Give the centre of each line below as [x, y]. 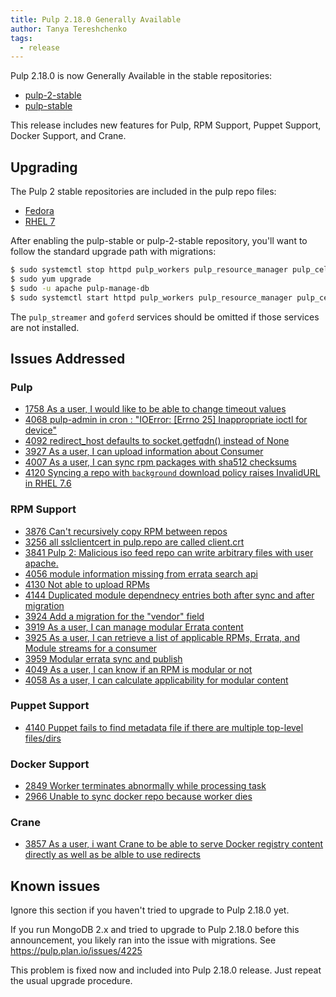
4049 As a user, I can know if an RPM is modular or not [138, 669]
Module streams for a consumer [91, 648]
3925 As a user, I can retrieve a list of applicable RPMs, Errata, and [162, 637]
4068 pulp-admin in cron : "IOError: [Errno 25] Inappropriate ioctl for [166, 420]
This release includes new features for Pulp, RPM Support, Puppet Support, [166, 125]
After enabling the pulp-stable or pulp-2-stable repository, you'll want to [159, 241]
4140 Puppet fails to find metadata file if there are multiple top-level [164, 727]
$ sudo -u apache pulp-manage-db [80, 288]
